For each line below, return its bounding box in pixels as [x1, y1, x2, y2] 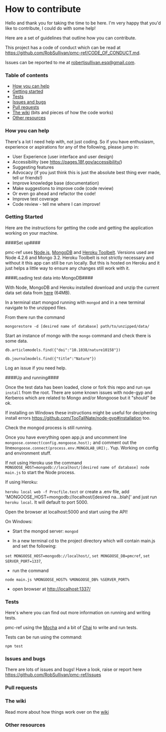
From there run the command [5, 314, 65, 320]
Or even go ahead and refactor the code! [12, 190, 96, 196]
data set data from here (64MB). [5, 289, 71, 295]
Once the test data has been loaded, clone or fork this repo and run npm [5, 384, 151, 390]
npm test [5, 644, 23, 649]
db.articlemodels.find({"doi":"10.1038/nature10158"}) [5, 347, 121, 353]
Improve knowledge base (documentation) [12, 180, 99, 186]
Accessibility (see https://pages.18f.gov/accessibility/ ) [12, 159, 122, 165]
